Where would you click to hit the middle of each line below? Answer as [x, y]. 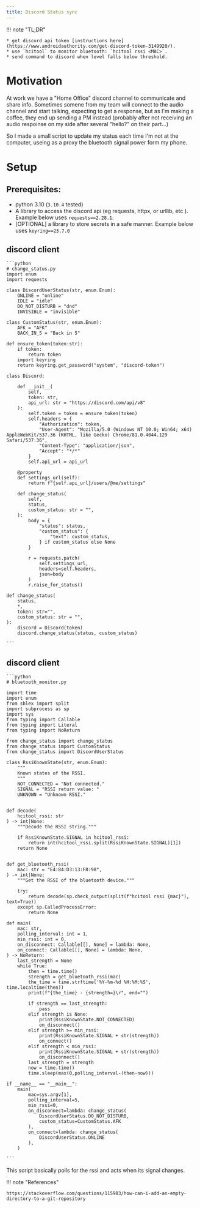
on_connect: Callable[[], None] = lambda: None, [80, 950]
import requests [27, 280]
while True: [32, 966]
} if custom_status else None [77, 542]
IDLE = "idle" [35, 301]
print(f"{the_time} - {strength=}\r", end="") [88, 993]
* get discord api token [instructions [57, 40]
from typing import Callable [43, 720]
